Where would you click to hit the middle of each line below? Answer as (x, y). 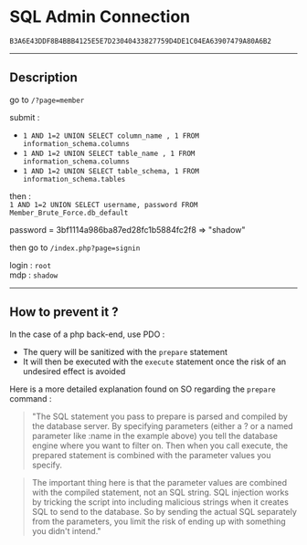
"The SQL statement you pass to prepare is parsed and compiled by (159, 416)
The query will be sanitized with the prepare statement (125, 351)
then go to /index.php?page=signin (75, 247)
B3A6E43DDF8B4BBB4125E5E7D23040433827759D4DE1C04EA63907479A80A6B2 (141, 41)
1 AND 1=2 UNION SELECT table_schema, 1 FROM (111, 171)
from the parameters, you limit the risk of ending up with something (159, 521)
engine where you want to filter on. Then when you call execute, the (160, 445)
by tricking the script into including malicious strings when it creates (160, 502)
